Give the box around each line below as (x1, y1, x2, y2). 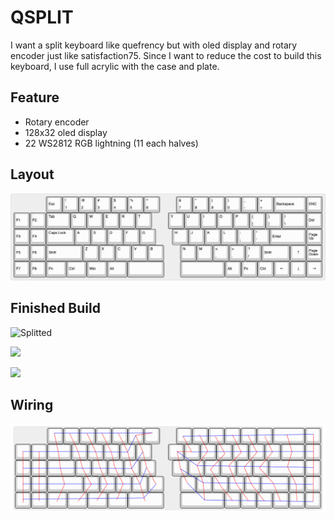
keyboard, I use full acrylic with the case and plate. (10, 60, 220, 72)
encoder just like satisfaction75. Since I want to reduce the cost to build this (10, 49, 322, 61)
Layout (10, 166, 55, 183)
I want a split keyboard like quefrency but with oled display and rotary (10, 39, 298, 51)
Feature (10, 89, 60, 106)
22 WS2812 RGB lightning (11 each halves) (24, 137, 199, 149)
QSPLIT (10, 6, 74, 29)
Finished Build (10, 300, 101, 317)
